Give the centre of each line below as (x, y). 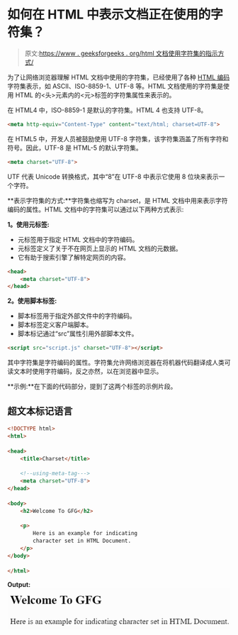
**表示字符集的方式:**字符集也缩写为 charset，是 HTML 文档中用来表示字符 (118, 200)
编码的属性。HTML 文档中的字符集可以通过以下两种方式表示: (96, 209)
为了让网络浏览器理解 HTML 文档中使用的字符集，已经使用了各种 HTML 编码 (119, 77)
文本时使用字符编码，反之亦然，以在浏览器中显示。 (88, 371)
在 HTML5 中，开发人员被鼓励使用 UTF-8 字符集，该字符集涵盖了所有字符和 (118, 138)
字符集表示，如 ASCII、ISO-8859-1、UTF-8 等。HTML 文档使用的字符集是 (115, 86)
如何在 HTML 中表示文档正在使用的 (109, 15)
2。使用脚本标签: (32, 301)
